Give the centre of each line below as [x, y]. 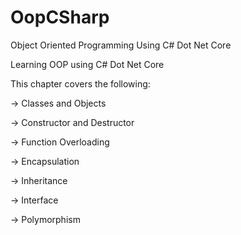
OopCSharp [60, 17]
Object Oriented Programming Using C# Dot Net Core [121, 45]
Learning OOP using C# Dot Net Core [87, 64]
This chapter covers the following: [80, 83]
